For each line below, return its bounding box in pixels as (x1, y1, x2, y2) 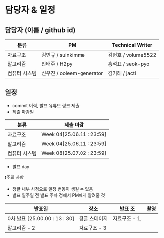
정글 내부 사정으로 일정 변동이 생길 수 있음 (12, 186, 93, 192)
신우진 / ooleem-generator (41, 70, 103, 77)
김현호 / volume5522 (107, 52, 157, 58)
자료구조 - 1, (112, 215, 142, 222)
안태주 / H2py (41, 60, 73, 67)
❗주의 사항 (5, 174, 24, 180)
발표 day (12, 163, 30, 169)
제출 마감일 (12, 109, 34, 115)
